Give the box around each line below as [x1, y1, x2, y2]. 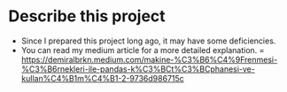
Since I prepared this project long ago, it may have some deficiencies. [20, 35, 276, 46]
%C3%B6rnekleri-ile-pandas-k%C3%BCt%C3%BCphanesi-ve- [20, 64, 256, 74]
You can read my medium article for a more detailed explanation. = [20, 44, 265, 55]
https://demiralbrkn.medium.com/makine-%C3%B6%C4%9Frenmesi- [20, 54, 278, 65]
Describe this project [8, 6, 166, 27]
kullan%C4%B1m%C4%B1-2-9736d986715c [20, 73, 185, 83]
